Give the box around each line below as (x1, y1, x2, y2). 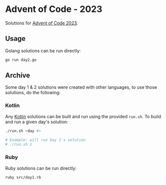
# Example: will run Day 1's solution (5, 137, 86, 143)
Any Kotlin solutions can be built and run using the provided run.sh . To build (5, 113, 161, 119)
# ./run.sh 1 (5, 142, 32, 147)
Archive (5, 71, 30, 80)
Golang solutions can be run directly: (5, 47, 81, 53)
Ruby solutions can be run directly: (5, 165, 77, 171)
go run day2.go (5, 57, 37, 62)
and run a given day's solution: (5, 119, 68, 125)
